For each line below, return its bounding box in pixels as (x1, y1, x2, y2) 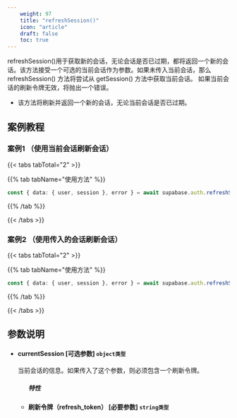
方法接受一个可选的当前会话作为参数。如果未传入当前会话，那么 (25, 66, 212, 74)
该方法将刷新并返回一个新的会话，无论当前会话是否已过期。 (17, 98, 191, 107)
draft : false (20, 30, 59, 37)
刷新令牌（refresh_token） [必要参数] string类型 (28, 403, 169, 412)
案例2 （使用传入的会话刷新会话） (7, 234, 122, 244)
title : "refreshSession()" (20, 17, 99, 24)
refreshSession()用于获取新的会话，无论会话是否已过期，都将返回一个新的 (7, 57, 223, 66)
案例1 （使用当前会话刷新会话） (7, 144, 114, 154)
